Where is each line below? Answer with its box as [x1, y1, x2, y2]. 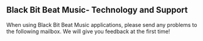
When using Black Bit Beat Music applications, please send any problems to [6, 21, 197, 28]
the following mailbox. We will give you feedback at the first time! [6, 28, 170, 35]
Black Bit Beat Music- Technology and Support [6, 5, 188, 15]
